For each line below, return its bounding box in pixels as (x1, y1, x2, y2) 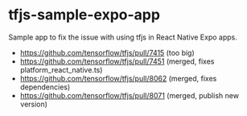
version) (19, 99, 48, 109)
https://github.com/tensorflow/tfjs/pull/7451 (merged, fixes (19, 56, 215, 66)
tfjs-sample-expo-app (8, 6, 161, 24)
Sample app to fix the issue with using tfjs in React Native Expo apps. (8, 32, 237, 42)
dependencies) (19, 82, 71, 92)
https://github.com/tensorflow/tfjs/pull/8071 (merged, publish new (19, 90, 240, 100)
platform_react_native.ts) (19, 64, 103, 74)
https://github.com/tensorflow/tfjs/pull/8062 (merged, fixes (19, 73, 217, 83)
